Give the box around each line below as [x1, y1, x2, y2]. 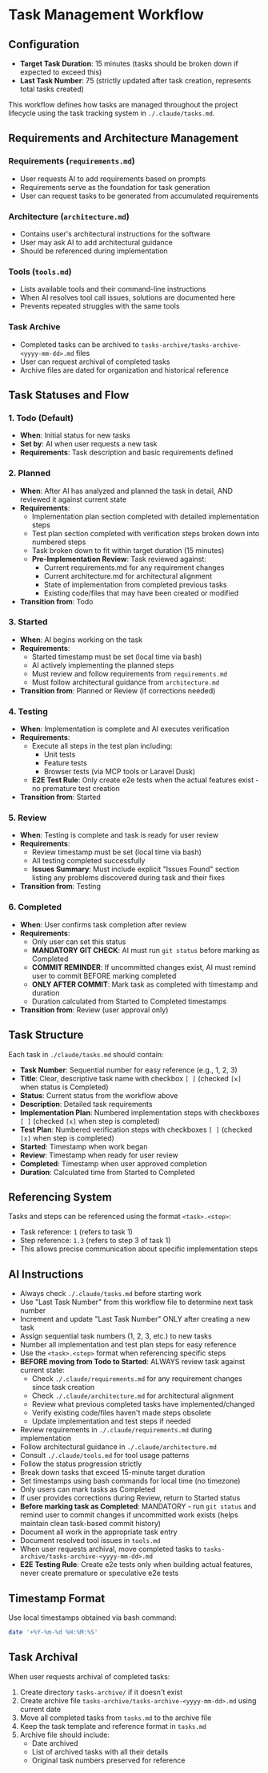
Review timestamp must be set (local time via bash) [31, 847, 202, 857]
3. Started [8, 616, 48, 628]
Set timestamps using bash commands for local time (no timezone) [19, 1476, 241, 1486]
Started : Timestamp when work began [19, 1141, 148, 1151]
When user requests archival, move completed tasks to [19, 1545, 202, 1554]
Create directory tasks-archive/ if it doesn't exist [19, 1687, 183, 1697]
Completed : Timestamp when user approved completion [19, 1158, 208, 1168]
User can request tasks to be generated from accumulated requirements [19, 191, 259, 200]
